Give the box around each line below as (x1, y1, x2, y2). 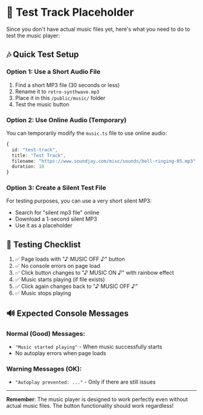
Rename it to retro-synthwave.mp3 (14, 88, 100, 95)
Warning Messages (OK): (6, 364, 82, 373)
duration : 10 (11, 163, 45, 170)
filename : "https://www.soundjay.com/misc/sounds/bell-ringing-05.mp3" (11, 158, 196, 164)
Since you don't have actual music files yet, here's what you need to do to (6, 25, 190, 33)
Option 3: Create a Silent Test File (6, 184, 106, 192)
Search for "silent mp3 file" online (14, 209, 100, 217)
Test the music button (14, 100, 69, 108)
